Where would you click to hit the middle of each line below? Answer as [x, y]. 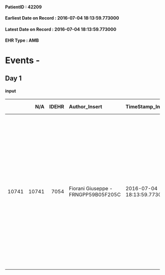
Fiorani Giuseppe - [91, 189]
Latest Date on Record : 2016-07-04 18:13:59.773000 [61, 29]
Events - [23, 60]
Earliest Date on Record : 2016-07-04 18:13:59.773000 [62, 18]
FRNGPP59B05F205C [95, 195]
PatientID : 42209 [24, 7]
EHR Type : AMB [22, 40]
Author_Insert [85, 107]
